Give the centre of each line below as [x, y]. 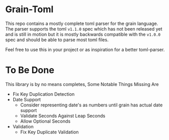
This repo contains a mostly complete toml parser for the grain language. [82, 23]
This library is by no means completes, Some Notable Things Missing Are [82, 84]
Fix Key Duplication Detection [44, 94]
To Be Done [30, 70]
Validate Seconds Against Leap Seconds [63, 116]
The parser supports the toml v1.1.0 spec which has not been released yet [84, 29]
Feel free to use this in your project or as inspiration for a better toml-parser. [85, 49]
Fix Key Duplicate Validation [49, 132]
